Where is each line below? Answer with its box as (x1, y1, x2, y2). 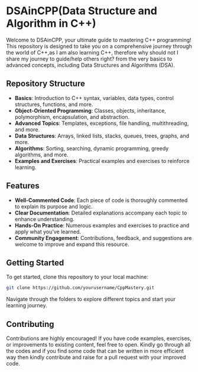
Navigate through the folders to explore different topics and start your (6, 296, 176, 303)
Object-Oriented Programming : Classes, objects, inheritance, (14, 107, 167, 114)
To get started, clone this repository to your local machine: (6, 274, 149, 281)
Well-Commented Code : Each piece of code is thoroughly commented (14, 197, 188, 204)
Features (6, 181, 40, 191)
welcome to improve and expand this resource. (14, 240, 129, 248)
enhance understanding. (14, 215, 75, 223)
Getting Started (6, 258, 64, 268)
